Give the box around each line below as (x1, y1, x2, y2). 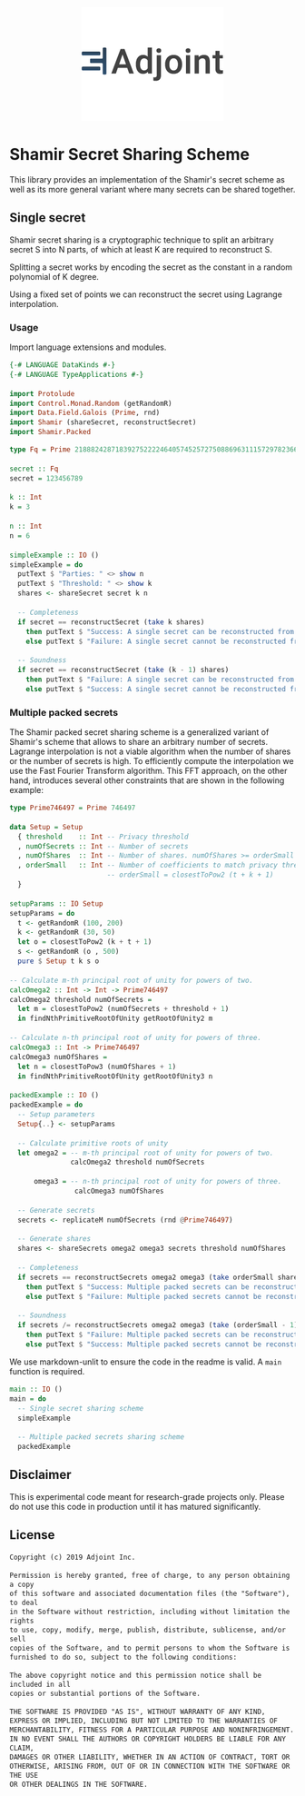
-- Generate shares (17, 1235, 92, 1244)
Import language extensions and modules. (9, 342, 167, 352)
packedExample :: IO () (9, 1091, 100, 1100)
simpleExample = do (9, 560, 84, 570)
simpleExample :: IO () (9, 551, 100, 560)
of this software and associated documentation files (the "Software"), (9, 1589, 290, 1598)
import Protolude (9, 389, 75, 398)
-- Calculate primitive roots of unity (17, 1138, 169, 1147)
